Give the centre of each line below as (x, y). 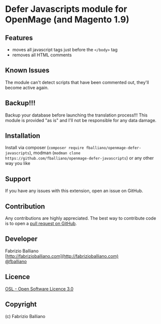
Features (19, 38)
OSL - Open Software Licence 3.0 (39, 289)
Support (18, 179)
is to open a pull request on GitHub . (41, 224)
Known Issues (27, 70)
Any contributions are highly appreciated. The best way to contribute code (81, 218)
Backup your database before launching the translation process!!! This (76, 115)
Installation (23, 136)
